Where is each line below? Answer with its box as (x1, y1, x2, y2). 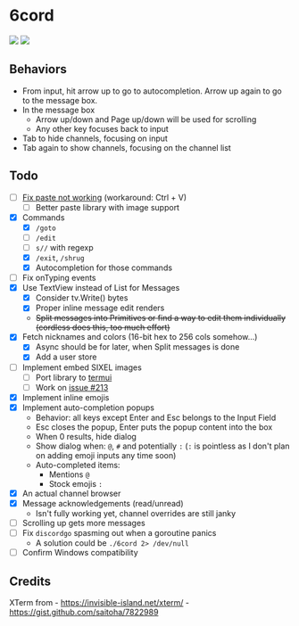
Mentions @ (48, 469, 90, 480)
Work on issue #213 (35, 382, 109, 392)
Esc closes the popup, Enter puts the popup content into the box (35, 421, 273, 432)
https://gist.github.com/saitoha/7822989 (9, 606, 159, 617)
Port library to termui (35, 372, 112, 383)
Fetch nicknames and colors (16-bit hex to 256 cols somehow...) (21, 332, 258, 342)
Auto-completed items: (35, 459, 120, 470)
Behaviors (9, 62, 67, 77)
